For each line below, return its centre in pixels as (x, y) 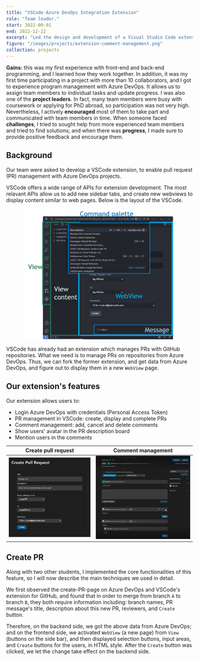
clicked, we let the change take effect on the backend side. (78, 651)
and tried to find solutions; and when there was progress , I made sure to (95, 130)
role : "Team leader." (33, 19)
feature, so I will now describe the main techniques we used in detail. (90, 578)
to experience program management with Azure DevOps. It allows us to (93, 86)
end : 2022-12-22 (26, 31)
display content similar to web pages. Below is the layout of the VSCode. (95, 200)
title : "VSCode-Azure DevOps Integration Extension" (73, 12)
